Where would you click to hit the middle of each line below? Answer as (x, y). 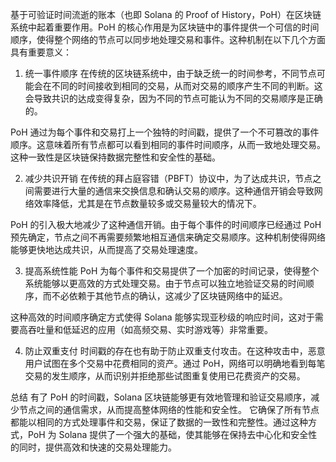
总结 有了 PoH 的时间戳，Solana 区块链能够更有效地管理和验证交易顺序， (161, 397)
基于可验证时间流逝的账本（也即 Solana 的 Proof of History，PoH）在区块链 (166, 14)
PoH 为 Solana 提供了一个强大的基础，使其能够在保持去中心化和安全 (168, 434)
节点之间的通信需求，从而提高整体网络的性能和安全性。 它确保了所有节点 (169, 409)
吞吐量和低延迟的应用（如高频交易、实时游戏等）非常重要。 (150, 329)
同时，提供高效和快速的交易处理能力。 (97, 447)
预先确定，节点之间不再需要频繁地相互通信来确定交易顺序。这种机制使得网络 (168, 237)
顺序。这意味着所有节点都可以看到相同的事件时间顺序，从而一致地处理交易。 (168, 144)
